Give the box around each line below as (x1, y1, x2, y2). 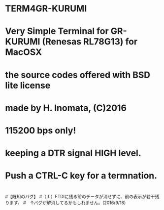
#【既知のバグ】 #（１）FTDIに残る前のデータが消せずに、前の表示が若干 (5, 193, 155, 199)
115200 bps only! (5, 125, 76, 136)
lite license (5, 80, 51, 91)
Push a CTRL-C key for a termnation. (5, 170, 158, 181)
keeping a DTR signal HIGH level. (5, 148, 141, 159)
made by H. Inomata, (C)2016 (5, 102, 127, 114)
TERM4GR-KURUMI (5, 3, 87, 14)
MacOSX (5, 46, 42, 58)
